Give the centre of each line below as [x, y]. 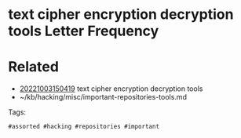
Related [33, 67]
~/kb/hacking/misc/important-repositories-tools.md [103, 97]
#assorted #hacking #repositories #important [84, 127]
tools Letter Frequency [84, 31]
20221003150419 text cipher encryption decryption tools [111, 89]
